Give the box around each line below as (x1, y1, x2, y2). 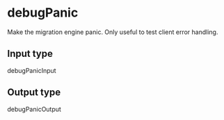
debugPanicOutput (7, 105, 61, 113)
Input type (7, 48, 54, 60)
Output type (7, 87, 61, 98)
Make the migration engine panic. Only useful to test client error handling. (7, 28, 218, 36)
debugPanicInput (7, 66, 57, 74)
